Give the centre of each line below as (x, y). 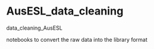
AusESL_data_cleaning (65, 11)
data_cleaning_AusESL (34, 28)
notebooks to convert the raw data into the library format (77, 39)
